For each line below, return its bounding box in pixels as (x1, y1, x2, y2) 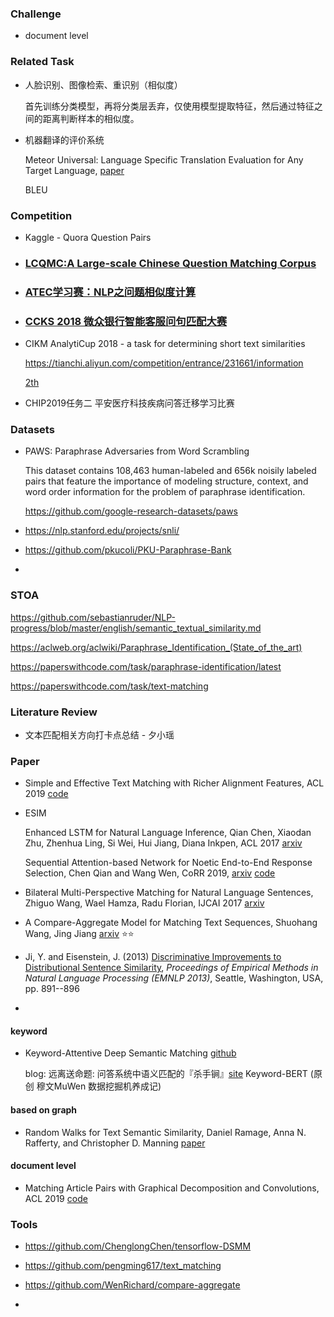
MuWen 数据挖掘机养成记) (53, 1080, 162, 1092)
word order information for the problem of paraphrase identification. (24, 486, 306, 498)
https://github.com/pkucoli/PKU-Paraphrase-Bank (24, 544, 232, 556)
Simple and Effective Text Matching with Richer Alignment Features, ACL (24, 777, 325, 789)
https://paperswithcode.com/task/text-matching (10, 680, 209, 692)
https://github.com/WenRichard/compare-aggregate (24, 1279, 241, 1291)
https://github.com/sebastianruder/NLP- (10, 611, 176, 623)
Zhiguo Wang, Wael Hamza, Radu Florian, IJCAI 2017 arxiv (24, 897, 265, 909)
